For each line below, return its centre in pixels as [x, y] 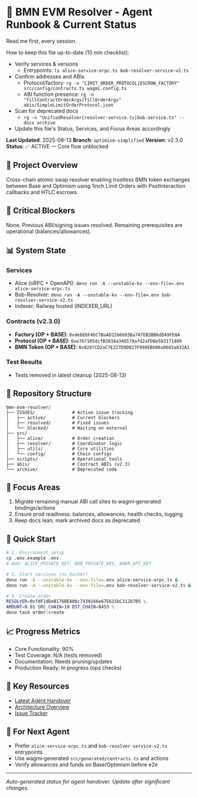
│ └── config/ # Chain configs [59, 454]
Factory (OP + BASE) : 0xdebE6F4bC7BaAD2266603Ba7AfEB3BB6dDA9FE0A [97, 334]
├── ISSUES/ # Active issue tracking [70, 412]
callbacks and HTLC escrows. [42, 192]
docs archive [39, 123]
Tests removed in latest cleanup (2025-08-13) [70, 375]
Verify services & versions [46, 64]
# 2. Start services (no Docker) [47, 574]
